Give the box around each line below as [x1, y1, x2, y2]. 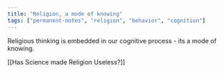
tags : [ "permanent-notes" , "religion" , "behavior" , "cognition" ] [7, 17, 205, 24]
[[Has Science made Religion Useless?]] [7, 57, 126, 66]
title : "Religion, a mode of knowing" [7, 10, 123, 18]
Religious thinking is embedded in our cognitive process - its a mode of [7, 36, 217, 45]
